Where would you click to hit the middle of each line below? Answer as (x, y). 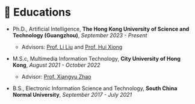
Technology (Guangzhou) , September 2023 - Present (80, 35)
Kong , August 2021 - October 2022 (56, 65)
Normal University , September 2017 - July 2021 (72, 94)
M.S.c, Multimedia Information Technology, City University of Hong (97, 58)
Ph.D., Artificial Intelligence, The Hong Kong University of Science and (101, 29)
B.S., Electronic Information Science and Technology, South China (95, 88)
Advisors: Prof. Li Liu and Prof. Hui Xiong (72, 47)
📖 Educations (38, 12)
